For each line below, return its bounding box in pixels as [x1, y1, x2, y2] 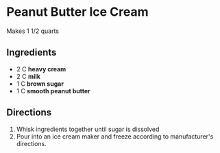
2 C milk [16, 72, 40, 80]
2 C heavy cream [16, 64, 66, 73]
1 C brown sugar [16, 80, 64, 88]
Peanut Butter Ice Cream [6, 4, 149, 20]
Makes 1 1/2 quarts [6, 27, 60, 35]
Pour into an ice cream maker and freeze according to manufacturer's [16, 132, 214, 141]
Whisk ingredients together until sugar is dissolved [16, 125, 160, 133]
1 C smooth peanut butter [16, 86, 90, 95]
